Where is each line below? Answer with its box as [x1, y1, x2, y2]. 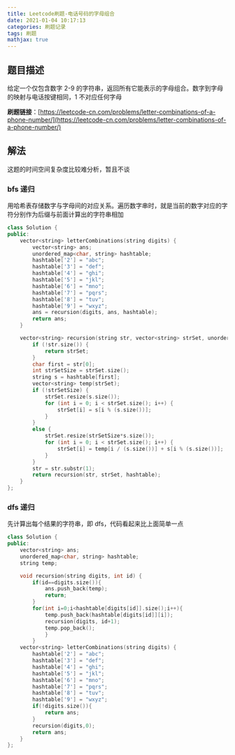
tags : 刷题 [7, 29, 37, 37]
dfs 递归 [7, 502, 35, 512]
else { [32, 426, 52, 433]
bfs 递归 [7, 184, 35, 193]
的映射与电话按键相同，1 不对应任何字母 [7, 93, 122, 101]
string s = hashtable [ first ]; [32, 374, 120, 381]
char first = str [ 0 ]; [32, 360, 96, 368]
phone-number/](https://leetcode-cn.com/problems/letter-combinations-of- [7, 115, 227, 123]
